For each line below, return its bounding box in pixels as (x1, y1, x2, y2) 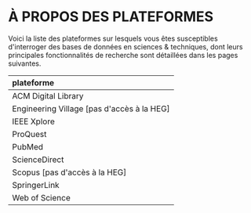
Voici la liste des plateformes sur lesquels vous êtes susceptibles (8, 34, 218, 43)
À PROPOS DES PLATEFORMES (8, 8, 214, 26)
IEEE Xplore (12, 116, 55, 127)
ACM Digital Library (12, 90, 84, 101)
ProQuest (12, 128, 47, 139)
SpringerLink (12, 179, 60, 190)
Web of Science (12, 192, 71, 203)
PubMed (12, 141, 44, 152)
